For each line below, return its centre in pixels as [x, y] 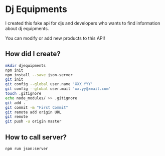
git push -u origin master [33, 121]
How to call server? [36, 137]
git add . [16, 103]
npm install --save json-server [39, 75]
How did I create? [33, 54]
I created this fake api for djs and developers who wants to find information [83, 23]
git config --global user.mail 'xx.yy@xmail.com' [58, 89]
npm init [14, 70]
